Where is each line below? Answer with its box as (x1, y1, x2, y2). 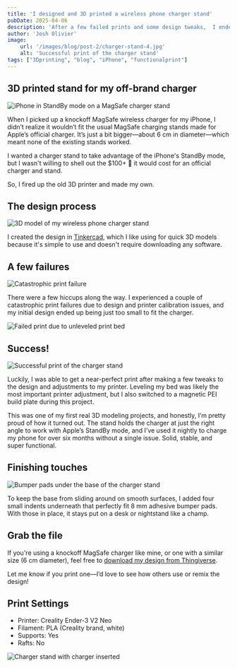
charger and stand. (7, 166, 63, 175)
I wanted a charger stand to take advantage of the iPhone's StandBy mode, (7, 151, 226, 160)
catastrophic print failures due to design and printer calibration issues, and (7, 301, 224, 310)
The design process (7, 200, 97, 212)
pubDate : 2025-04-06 (7, 17, 68, 24)
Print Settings (7, 598, 69, 610)
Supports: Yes (17, 631, 59, 640)
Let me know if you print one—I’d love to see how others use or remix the (7, 570, 220, 578)
